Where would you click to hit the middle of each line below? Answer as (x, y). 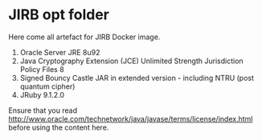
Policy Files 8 (42, 69)
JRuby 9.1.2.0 (42, 94)
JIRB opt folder (59, 15)
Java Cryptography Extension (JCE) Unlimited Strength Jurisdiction (131, 61)
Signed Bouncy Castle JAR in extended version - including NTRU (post (137, 78)
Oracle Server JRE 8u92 (60, 52)
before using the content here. (59, 127)
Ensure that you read (43, 110)
